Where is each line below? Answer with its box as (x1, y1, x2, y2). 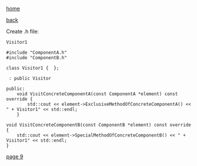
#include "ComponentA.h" (6, 50, 67, 56)
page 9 (6, 153, 24, 160)
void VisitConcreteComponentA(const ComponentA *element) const (17, 91, 178, 97)
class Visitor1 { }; (6, 65, 60, 71)
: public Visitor (8, 76, 51, 82)
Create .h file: (6, 28, 40, 35)
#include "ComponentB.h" (6, 55, 67, 61)
